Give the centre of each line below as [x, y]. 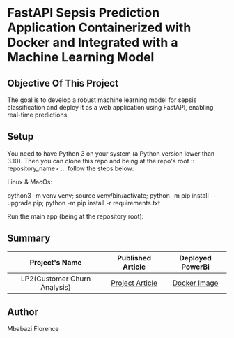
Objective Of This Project [63, 83]
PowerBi [195, 267]
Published [134, 258]
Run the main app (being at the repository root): [76, 216]
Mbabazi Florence [33, 329]
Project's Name [56, 262]
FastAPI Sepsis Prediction [84, 13]
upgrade [19, 203]
